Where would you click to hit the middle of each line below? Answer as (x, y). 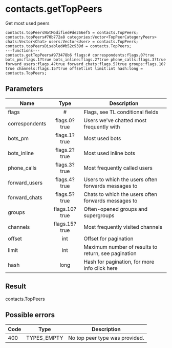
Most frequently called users (118, 168)
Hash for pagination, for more (119, 262)
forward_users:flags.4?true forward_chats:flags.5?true (66, 64)
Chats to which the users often (121, 194)
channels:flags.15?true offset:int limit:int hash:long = (80, 68)
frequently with (102, 126)
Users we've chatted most (115, 120)
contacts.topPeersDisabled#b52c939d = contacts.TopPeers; (68, 46)
